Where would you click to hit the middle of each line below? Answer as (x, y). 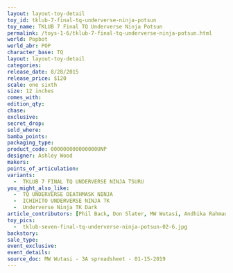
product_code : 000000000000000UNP (57, 149)
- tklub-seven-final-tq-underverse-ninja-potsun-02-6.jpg (101, 226)
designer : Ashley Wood (40, 156)
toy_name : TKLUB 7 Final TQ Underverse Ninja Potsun (85, 26)
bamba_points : (28, 136)
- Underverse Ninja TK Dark (55, 208)
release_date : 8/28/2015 (43, 72)
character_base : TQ (35, 53)
